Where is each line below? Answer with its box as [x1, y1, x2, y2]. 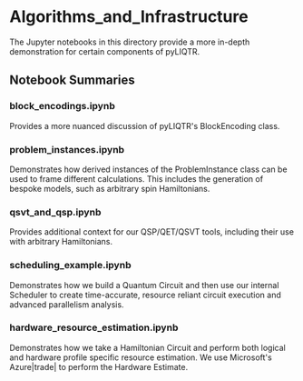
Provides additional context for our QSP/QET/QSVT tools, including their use [9, 226, 295, 237]
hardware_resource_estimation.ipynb [9, 321, 179, 334]
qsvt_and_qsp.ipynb [9, 206, 102, 218]
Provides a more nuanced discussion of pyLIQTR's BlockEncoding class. [9, 120, 280, 131]
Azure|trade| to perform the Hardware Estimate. [9, 361, 189, 372]
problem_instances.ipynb [9, 143, 125, 155]
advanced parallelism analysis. [9, 298, 124, 310]
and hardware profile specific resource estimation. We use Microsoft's [9, 352, 272, 363]
